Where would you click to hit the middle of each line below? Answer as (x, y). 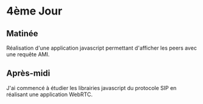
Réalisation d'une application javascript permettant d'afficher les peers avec (102, 48)
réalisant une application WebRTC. (50, 94)
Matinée (22, 34)
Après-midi (28, 73)
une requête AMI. (28, 54)
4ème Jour (34, 11)
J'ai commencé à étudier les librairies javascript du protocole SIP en (91, 88)
